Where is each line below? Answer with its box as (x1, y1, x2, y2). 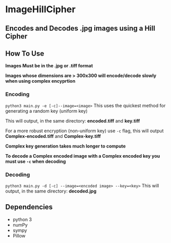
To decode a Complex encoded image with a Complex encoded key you (5, 153, 160, 159)
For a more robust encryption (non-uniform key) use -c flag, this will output (5, 128, 164, 134)
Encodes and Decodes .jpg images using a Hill (5, 24, 155, 33)
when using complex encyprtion (5, 78, 76, 84)
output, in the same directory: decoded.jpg (5, 188, 97, 194)
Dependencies (5, 203, 53, 211)
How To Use (5, 49, 45, 58)
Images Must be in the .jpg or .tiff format (5, 63, 93, 69)
